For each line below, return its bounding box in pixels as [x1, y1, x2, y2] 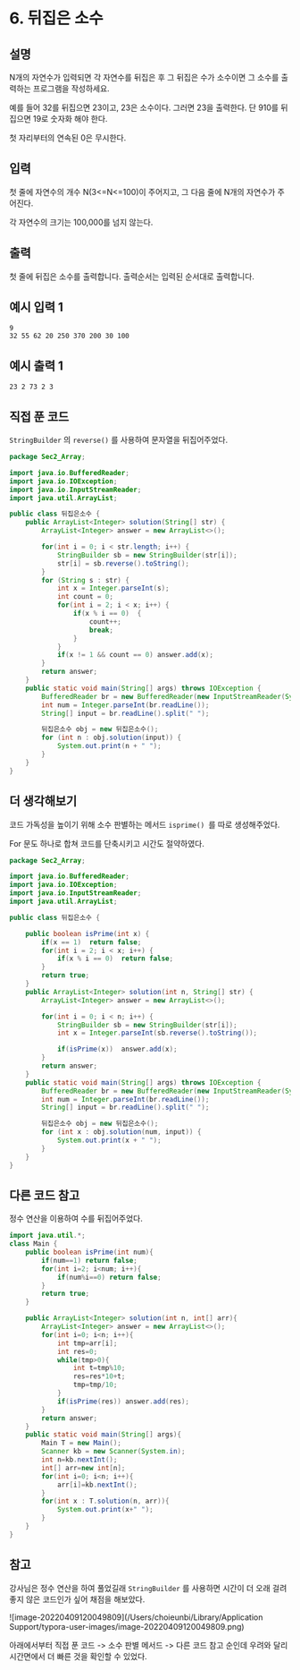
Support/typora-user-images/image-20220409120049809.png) [9, 1621, 245, 1632]
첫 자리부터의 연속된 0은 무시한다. [9, 132, 127, 143]
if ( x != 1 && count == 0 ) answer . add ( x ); [56, 651, 214, 660]
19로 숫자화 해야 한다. [32, 114, 108, 124]
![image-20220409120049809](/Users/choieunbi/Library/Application [9, 1612, 263, 1623]
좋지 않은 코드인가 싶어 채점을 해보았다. [9, 1594, 146, 1605]
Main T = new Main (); [41, 1438, 122, 1448]
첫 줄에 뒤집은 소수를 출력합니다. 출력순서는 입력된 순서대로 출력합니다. [9, 270, 254, 282]
